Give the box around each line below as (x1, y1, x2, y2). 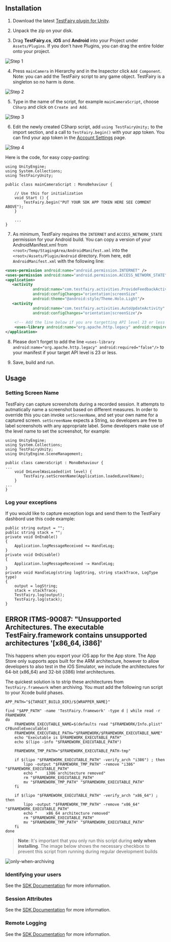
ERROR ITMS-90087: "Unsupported (5, 615, 121, 624)
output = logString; (14, 583, 58, 589)
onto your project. (12, 48, 50, 54)
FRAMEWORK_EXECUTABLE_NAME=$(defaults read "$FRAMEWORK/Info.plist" (14, 721, 163, 726)
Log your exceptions (5, 499, 57, 506)
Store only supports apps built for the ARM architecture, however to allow (5, 658, 159, 664)
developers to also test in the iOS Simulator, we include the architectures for (5, 663, 164, 669)
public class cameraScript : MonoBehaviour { (5, 460, 103, 465)
